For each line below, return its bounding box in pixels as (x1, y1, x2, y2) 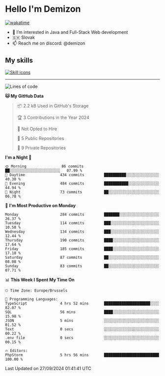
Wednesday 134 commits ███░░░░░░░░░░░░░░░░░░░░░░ (5, 229, 160, 234)
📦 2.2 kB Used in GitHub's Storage (17, 103, 89, 108)
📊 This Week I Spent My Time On (5, 276, 75, 283)
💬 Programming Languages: (5, 296, 58, 301)
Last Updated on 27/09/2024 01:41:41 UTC (5, 365, 92, 371)
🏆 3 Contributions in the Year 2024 (17, 114, 89, 120)
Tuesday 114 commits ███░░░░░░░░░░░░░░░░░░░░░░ (5, 220, 160, 225)
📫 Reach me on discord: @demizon (12, 40, 85, 46)
